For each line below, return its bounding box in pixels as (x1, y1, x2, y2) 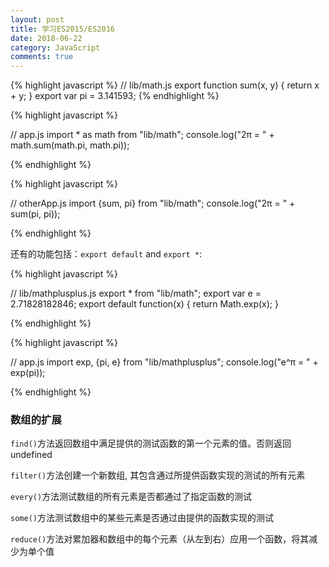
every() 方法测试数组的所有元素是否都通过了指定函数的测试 (10, 491, 253, 503)
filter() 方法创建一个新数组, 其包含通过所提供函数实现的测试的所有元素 (10, 469, 306, 481)
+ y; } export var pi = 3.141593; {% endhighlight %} (10, 90, 220, 102)
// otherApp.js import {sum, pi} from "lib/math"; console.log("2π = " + (10, 197, 296, 210)
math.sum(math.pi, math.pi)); (10, 139, 130, 151)
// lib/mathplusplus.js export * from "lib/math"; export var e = (10, 287, 262, 300)
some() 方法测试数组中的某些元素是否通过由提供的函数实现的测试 (10, 512, 274, 524)
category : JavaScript (10, 42, 101, 53)
